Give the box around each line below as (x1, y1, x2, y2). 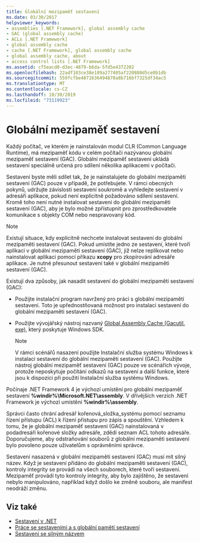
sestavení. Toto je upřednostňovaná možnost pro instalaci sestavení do (14, 301, 189, 308)
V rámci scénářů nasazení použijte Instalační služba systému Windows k (14, 349, 193, 356)
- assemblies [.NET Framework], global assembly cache (6, 25, 145, 32)
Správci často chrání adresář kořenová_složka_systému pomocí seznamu (6, 410, 186, 417)
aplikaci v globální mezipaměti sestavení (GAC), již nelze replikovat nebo (6, 246, 183, 254)
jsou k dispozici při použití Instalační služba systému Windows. (14, 374, 170, 381)
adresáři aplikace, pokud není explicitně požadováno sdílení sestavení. (6, 192, 179, 199)
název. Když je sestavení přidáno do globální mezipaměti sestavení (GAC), (6, 459, 188, 466)
